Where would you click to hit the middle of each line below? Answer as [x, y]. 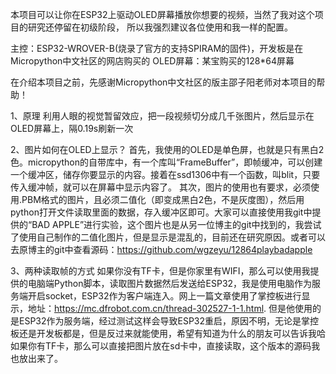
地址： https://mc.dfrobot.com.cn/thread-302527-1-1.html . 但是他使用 [170, 308]
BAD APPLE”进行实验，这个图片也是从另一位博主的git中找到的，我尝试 [176, 224]
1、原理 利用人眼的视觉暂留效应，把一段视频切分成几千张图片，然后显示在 [162, 116]
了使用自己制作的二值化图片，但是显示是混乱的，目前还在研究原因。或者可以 [168, 237]
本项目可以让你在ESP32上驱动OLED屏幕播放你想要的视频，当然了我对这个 [162, 14]
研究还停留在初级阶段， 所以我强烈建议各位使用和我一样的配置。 [160, 27]
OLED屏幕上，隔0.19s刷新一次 [72, 128]
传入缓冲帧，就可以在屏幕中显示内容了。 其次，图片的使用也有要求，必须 [160, 187]
